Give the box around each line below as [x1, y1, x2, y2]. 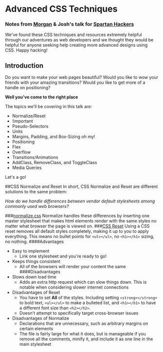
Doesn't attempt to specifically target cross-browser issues [19, 310, 139, 316]
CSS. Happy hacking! [5, 47, 48, 53]
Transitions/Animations [12, 154, 58, 160]
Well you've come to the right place [5, 94, 78, 100]
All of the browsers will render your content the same [19, 264, 126, 270]
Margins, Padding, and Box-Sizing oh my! [12, 134, 95, 140]
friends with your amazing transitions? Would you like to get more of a [5, 79, 145, 86]
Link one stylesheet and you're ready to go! [19, 253, 107, 259]
